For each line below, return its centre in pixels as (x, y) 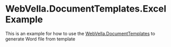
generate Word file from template (40, 39)
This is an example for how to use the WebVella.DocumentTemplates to (80, 33)
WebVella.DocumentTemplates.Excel (86, 9)
